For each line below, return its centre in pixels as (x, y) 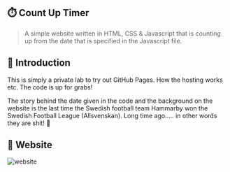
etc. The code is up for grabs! (50, 87)
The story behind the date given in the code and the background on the (110, 101)
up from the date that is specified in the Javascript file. (103, 41)
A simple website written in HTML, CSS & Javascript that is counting (123, 33)
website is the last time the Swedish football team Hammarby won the (108, 108)
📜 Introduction (39, 63)
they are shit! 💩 (29, 123)
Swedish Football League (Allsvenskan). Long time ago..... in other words (112, 115)
